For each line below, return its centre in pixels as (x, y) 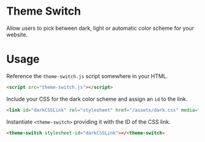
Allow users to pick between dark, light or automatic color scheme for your (100, 28)
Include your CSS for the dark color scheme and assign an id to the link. (97, 99)
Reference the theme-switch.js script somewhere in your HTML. (87, 76)
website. (17, 34)
